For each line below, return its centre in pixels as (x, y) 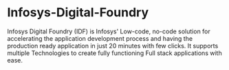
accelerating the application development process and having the (100, 38)
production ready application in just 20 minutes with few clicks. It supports (113, 46)
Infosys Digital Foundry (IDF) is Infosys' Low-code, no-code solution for (109, 31)
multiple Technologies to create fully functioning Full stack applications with (115, 53)
